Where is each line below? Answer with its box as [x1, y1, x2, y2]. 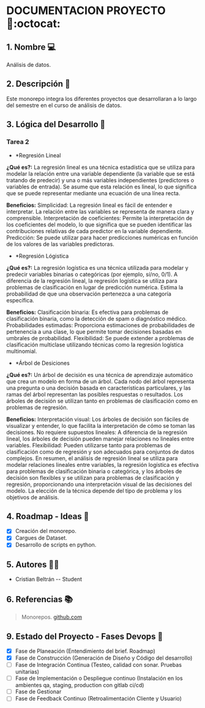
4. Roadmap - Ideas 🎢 [6, 511, 89, 521]
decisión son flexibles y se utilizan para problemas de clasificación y [6, 474, 179, 481]
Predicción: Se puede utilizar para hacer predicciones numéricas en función [6, 234, 198, 241]
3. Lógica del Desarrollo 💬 [6, 119, 106, 130]
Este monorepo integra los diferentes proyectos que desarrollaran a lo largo [6, 95, 197, 102]
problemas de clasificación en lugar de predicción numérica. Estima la [6, 283, 184, 291]
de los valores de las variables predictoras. [6, 240, 114, 248]
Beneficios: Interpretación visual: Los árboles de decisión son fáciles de [6, 415, 189, 423]
